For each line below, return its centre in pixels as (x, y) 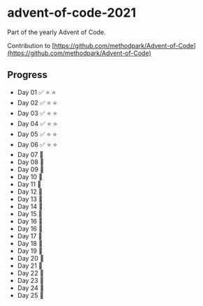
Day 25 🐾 (30, 295)
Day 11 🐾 (29, 184)
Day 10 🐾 (30, 176)
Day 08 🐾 (30, 162)
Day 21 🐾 (30, 266)
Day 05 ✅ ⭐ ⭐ (37, 134)
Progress (27, 75)
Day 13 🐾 (30, 199)
